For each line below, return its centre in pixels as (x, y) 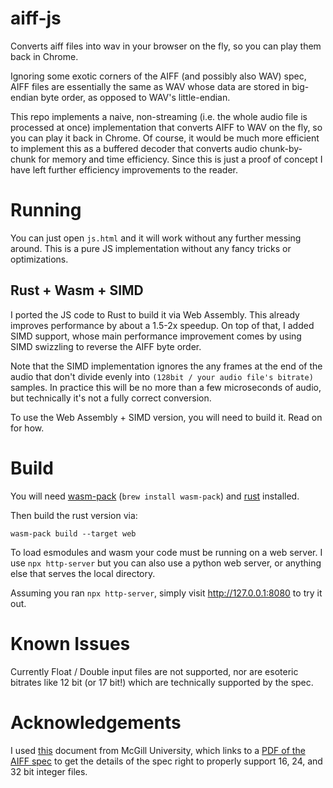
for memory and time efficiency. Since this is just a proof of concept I (180, 159)
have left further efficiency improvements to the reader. (124, 169)
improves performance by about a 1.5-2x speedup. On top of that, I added (162, 325)
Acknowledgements (96, 722)
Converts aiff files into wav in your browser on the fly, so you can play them (166, 46)
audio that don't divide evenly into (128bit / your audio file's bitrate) (162, 376)
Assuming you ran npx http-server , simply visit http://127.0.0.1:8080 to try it (166, 593)
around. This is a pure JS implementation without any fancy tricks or (151, 248)
